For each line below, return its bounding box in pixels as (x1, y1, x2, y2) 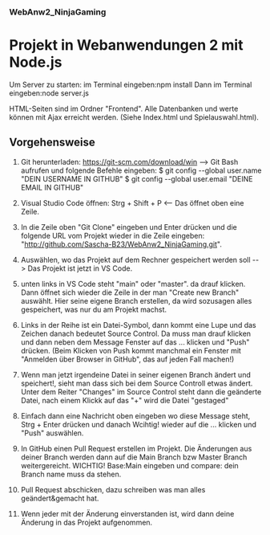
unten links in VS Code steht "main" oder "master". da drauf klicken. (20, 279, 246, 288)
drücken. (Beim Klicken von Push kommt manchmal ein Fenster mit (20, 345, 241, 355)
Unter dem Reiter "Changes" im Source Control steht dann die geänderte (20, 386, 262, 396)
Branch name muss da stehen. (20, 469, 122, 479)
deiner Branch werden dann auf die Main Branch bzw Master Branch (20, 452, 248, 462)
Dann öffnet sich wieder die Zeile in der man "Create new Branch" (20, 288, 240, 297)
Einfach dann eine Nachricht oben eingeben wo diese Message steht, (20, 410, 251, 420)
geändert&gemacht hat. (20, 493, 99, 503)
